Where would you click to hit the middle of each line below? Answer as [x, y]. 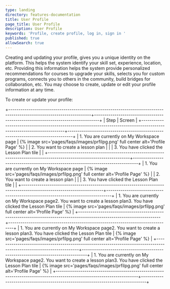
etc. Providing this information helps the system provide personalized [78, 68]
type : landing [20, 10]
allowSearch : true [25, 43]
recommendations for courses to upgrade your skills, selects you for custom [85, 74]
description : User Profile [34, 29]
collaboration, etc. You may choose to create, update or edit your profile [80, 84]
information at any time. [30, 90]
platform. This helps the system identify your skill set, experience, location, [84, 63]
